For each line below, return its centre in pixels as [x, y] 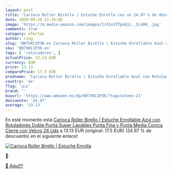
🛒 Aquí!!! [14, 166]
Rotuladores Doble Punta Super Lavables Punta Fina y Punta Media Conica [84, 125]
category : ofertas [25, 34]
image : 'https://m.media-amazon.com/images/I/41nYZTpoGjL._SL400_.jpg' [83, 24]
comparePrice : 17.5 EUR [31, 72]
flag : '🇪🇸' [18, 86]
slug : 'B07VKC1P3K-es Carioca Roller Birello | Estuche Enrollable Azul [84, 43]
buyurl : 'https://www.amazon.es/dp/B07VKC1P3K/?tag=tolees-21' [74, 96]
